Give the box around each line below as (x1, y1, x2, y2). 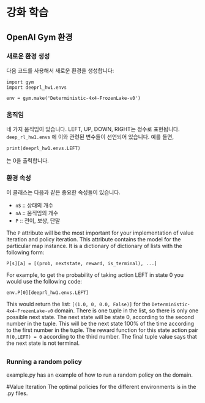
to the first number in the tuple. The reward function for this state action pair (6, 326, 199, 334)
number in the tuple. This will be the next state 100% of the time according (6, 320, 195, 328)
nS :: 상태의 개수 (15, 201, 54, 209)
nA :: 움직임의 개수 (15, 209, 59, 217)
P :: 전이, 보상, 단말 (15, 217, 61, 224)
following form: (6, 249, 45, 256)
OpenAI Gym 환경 (6, 32, 73, 42)
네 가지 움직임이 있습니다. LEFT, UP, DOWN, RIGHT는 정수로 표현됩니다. (6, 126, 180, 133)
